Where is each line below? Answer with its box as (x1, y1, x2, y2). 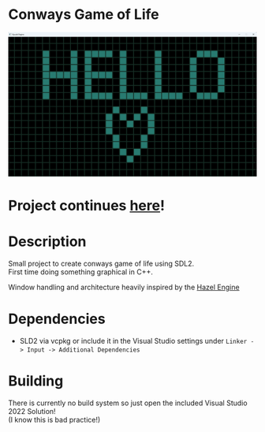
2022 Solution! (8, 406, 57, 415)
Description (8, 233, 87, 251)
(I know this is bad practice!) (8, 415, 101, 424)
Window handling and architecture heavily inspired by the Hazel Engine (8, 282, 240, 292)
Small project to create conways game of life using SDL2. (8, 259, 195, 268)
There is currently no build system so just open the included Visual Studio (8, 398, 248, 408)
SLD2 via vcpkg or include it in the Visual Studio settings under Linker (19, 336, 248, 345)
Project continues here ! (8, 196, 166, 214)
